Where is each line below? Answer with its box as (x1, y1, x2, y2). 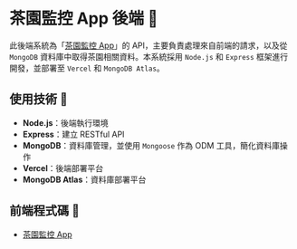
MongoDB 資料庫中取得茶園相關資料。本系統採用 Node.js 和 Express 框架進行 (9, 51, 289, 62)
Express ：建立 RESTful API (22, 129, 125, 139)
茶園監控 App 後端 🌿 (9, 8, 158, 29)
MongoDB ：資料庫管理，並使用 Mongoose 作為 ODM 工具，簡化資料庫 (22, 139, 281, 150)
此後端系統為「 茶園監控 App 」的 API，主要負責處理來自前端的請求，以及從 (9, 40, 288, 51)
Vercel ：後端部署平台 (22, 162, 104, 173)
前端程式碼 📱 (9, 203, 80, 218)
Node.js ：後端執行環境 (22, 117, 109, 128)
